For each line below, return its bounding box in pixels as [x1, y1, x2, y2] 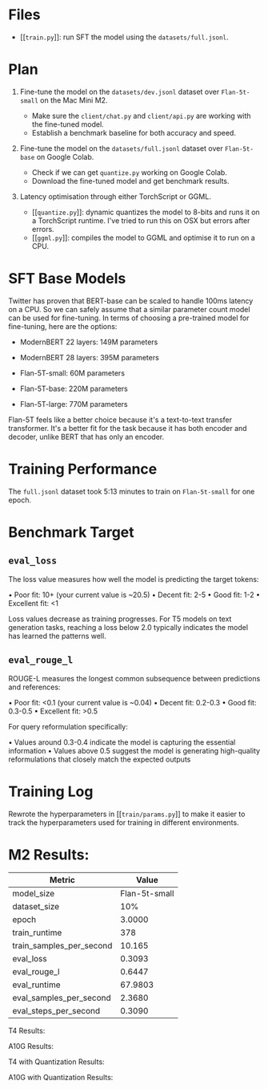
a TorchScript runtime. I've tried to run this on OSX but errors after [31, 215, 250, 226]
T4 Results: [8, 1026, 46, 1036]
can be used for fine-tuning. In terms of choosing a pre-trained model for [8, 313, 250, 323]
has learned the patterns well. [8, 631, 106, 640]
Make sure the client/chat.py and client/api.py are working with [31, 111, 251, 120]
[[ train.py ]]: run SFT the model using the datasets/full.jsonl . [19, 32, 230, 42]
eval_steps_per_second [12, 1006, 101, 1017]
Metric [49, 875, 76, 886]
